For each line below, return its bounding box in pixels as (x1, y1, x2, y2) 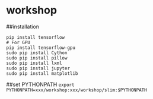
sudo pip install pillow (6, 55, 68, 61)
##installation (6, 23, 40, 30)
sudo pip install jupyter (6, 65, 70, 71)
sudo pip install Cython (6, 49, 68, 56)
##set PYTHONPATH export (6, 81, 75, 88)
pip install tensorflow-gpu (6, 45, 76, 51)
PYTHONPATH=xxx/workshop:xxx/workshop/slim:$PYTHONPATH (6, 87, 147, 93)
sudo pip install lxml (6, 60, 62, 66)
